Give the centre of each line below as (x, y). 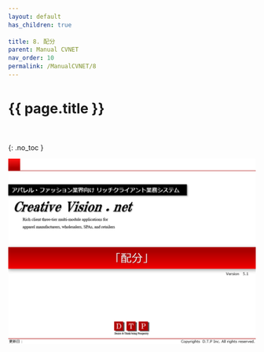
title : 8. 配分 (32, 42)
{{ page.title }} (57, 109)
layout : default (35, 16)
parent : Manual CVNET (44, 50)
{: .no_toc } (26, 147)
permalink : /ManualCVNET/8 (52, 67)
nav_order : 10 (31, 58)
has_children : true (40, 25)
